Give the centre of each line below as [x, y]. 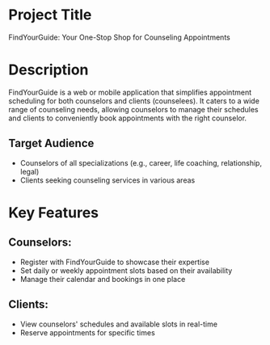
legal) [30, 171]
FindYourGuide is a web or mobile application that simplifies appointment [130, 92]
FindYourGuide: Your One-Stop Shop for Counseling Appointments [119, 37]
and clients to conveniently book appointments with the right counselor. [128, 118]
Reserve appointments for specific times [87, 332]
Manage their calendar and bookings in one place [103, 279]
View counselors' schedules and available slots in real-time [119, 324]
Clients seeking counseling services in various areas [108, 180]
